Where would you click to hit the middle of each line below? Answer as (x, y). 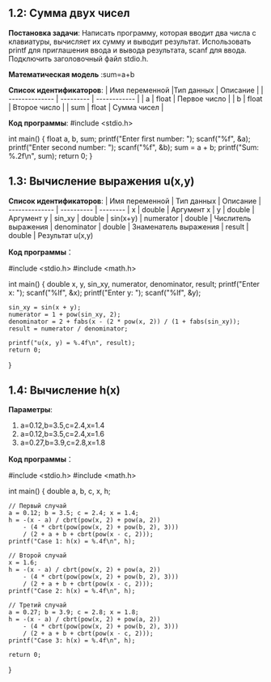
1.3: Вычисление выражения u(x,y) (102, 181)
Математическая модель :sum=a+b (72, 74)
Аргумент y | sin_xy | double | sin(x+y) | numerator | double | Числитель (130, 218)
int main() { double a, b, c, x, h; (59, 491)
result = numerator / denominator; (68, 328)
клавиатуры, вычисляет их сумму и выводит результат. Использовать (130, 41)
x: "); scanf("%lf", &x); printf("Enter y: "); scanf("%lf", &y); (105, 292)
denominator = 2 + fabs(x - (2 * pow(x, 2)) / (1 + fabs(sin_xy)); (125, 322)
